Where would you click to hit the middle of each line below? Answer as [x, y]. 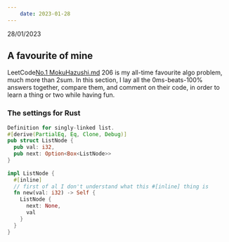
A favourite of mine [50, 56]
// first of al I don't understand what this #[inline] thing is [111, 187]
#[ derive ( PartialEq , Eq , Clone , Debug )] [67, 134]
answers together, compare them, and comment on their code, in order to [113, 88]
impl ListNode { [31, 173]
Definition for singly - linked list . [61, 128]
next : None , [43, 206]
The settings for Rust [44, 113]
